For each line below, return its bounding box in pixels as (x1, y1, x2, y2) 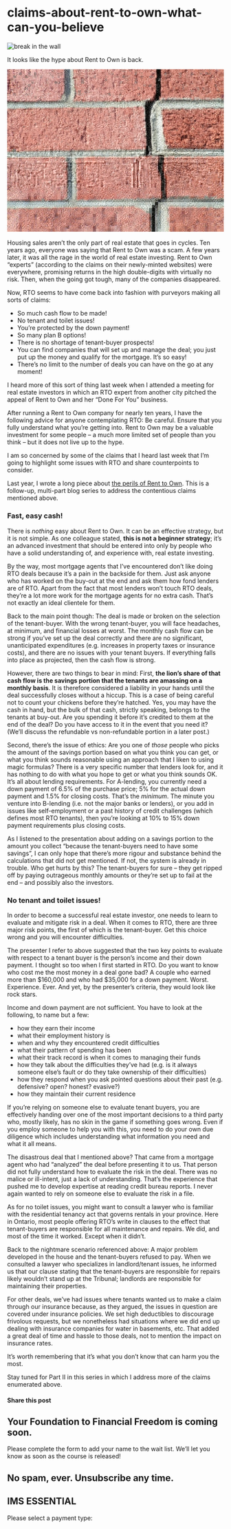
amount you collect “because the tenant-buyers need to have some (7, 841, 198, 850)
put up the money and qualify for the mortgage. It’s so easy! (16, 353, 187, 362)
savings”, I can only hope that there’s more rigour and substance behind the (7, 849, 221, 857)
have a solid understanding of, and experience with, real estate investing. (7, 549, 214, 557)
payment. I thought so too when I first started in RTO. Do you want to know (7, 960, 219, 969)
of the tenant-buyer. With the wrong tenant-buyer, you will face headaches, (7, 619, 221, 627)
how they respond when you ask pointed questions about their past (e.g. (16, 1075, 223, 1083)
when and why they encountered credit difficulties (16, 1038, 160, 1046)
